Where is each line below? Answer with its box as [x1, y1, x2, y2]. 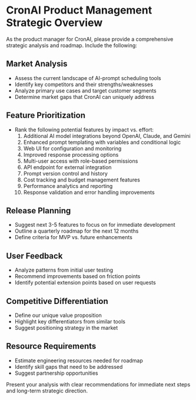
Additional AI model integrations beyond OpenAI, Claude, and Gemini [23, 132, 191, 139]
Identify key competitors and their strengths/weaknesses [14, 81, 153, 88]
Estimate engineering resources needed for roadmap [14, 357, 143, 364]
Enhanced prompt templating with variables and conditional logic [23, 138, 181, 146]
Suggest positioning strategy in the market [14, 325, 118, 331]
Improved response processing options [23, 151, 119, 158]
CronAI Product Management [6, 4, 152, 17]
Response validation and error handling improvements [23, 189, 155, 196]
